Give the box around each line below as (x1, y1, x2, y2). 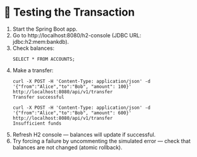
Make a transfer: (12, 66, 54, 74)
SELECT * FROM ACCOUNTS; (12, 56, 75, 62)
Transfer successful (12, 94, 64, 100)
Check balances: (12, 45, 55, 52)
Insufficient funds (12, 120, 62, 126)
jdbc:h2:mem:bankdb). (12, 38, 69, 45)
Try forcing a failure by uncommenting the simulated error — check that (12, 137, 191, 144)
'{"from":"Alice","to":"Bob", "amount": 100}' (12, 84, 132, 90)
